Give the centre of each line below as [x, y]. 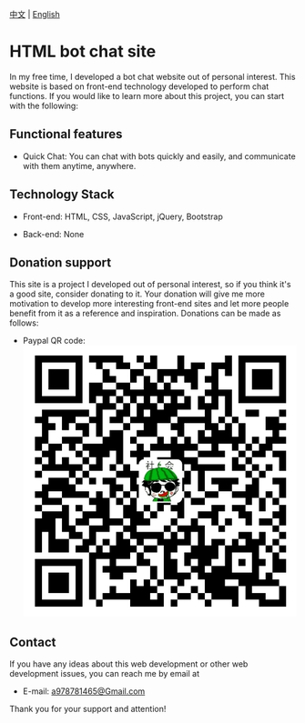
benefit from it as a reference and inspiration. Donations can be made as [145, 314]
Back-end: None [53, 234]
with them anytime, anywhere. [79, 166]
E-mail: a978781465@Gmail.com [84, 691]
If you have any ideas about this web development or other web [129, 664]
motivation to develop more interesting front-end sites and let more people [149, 304]
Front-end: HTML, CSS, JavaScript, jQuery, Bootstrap [122, 216]
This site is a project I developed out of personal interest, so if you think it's [150, 285]
